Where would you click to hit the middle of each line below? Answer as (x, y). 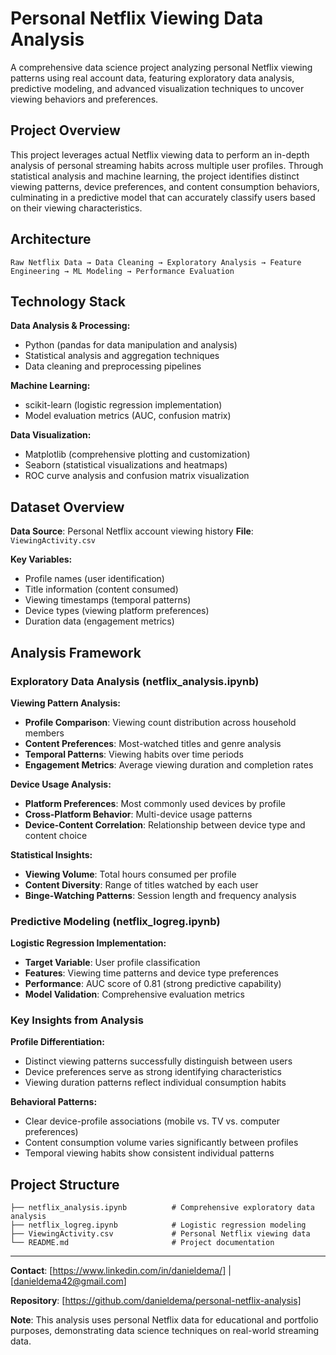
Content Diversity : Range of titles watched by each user (141, 884)
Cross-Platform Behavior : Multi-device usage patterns (138, 814)
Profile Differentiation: (57, 1042)
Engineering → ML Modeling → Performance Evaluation (122, 271)
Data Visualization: (51, 435)
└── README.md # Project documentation (142, 1243)
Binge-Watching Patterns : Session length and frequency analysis (160, 895)
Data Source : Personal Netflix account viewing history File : (132, 531)
